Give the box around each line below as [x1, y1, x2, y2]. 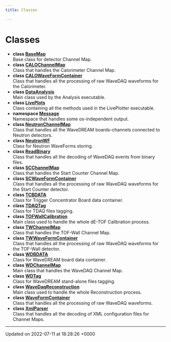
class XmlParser [12, 305, 48, 311]
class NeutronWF [12, 137, 50, 143]
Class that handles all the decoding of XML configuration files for [12, 310, 149, 317]
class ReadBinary [12, 148, 51, 154]
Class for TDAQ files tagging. [12, 207, 74, 214]
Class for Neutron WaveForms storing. [12, 143, 93, 149]
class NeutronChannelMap [12, 121, 71, 127]
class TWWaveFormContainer [12, 235, 78, 241]
